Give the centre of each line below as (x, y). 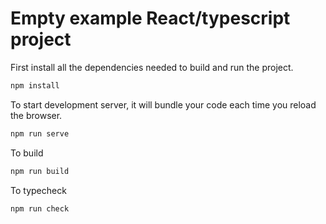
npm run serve (40, 133)
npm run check (40, 208)
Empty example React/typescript (150, 18)
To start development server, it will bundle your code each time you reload (163, 104)
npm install (35, 85)
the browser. (36, 115)
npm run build (40, 171)
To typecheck (38, 190)
